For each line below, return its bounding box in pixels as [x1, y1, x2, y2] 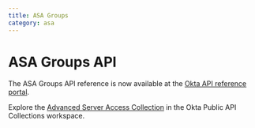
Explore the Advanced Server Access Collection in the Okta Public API [8, 103, 237, 112]
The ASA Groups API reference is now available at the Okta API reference [8, 79, 247, 88]
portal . [8, 88, 30, 97]
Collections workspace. [8, 111, 85, 121]
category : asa [8, 19, 55, 27]
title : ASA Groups [8, 11, 69, 20]
